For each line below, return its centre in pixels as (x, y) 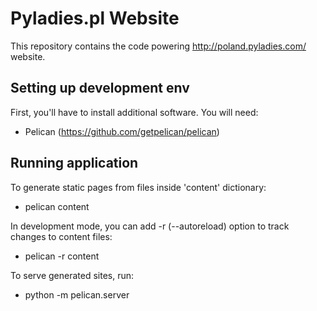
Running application (74, 163)
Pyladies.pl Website (95, 18)
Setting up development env (100, 88)
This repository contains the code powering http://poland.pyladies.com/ (158, 46)
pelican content (57, 206)
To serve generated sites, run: (72, 275)
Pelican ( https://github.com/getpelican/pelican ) (122, 131)
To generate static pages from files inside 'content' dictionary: (138, 187)
